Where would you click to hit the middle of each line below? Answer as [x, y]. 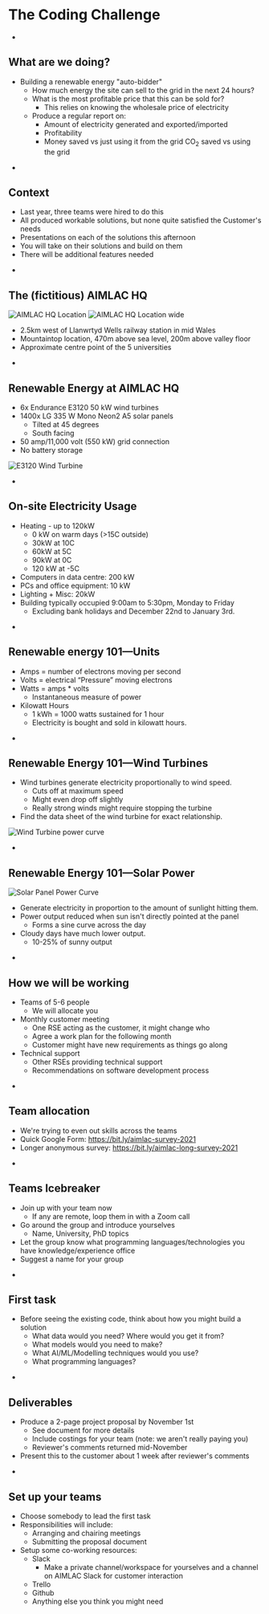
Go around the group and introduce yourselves [97, 1225]
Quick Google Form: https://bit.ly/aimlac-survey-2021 [108, 1139]
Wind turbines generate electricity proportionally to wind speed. [126, 783]
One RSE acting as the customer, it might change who [121, 1028]
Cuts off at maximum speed [78, 791]
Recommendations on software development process [120, 1070]
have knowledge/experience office [77, 1250]
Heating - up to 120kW [57, 526]
